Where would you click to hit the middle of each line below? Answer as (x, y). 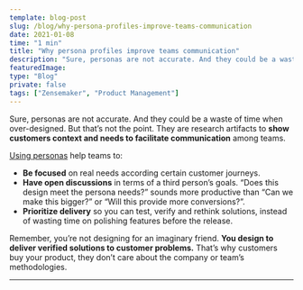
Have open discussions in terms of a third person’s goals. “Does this (151, 182)
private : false (38, 85)
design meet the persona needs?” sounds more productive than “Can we (158, 192)
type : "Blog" (34, 77)
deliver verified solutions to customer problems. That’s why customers (143, 248)
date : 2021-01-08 (42, 34)
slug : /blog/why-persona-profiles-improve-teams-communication (131, 26)
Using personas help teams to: (66, 155)
